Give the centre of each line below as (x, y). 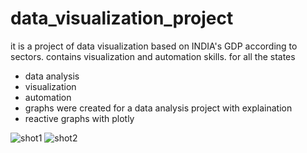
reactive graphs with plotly (79, 118)
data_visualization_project (122, 18)
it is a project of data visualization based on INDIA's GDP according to (154, 46)
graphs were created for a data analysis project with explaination (158, 108)
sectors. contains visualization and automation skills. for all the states (153, 56)
